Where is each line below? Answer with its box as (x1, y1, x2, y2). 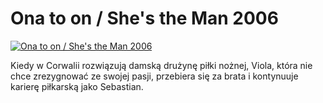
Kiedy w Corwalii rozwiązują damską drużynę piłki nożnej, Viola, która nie (10, 59, 313, 71)
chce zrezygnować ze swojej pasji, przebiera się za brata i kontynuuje (10, 70, 299, 82)
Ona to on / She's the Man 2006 (10, 7, 279, 30)
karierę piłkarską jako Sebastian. (10, 80, 144, 92)
